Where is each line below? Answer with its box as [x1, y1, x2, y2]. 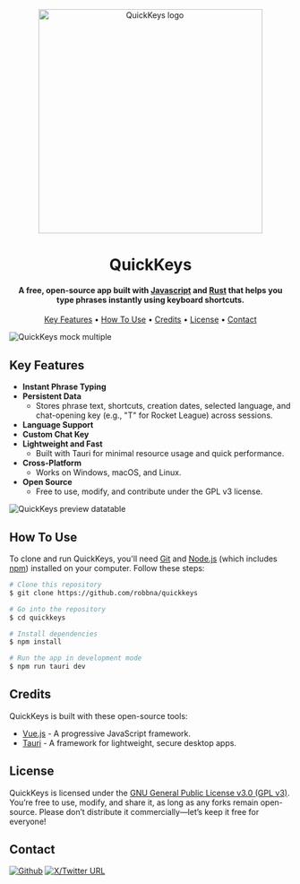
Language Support [21, 420, 94, 430]
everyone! [9, 816, 47, 827]
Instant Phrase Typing [21, 381, 107, 393]
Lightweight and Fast [21, 438, 103, 449]
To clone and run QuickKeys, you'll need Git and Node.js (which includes [9, 553, 278, 564]
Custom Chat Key [21, 429, 90, 440]
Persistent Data [21, 391, 82, 402]
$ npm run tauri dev [9, 663, 87, 672]
